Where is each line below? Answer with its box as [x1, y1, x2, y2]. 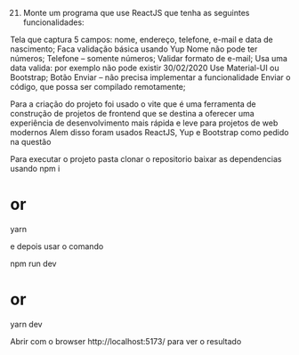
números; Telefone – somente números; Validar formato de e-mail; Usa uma [10, 53, 288, 63]
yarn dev [10, 319, 43, 329]
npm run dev [10, 258, 57, 269]
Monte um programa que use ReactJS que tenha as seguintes [22, 8, 250, 18]
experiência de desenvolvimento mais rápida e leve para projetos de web [10, 117, 279, 128]
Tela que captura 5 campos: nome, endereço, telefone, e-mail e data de [10, 35, 274, 44]
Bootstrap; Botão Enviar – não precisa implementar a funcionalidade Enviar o [10, 72, 291, 83]
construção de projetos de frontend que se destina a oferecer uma [10, 109, 255, 118]
